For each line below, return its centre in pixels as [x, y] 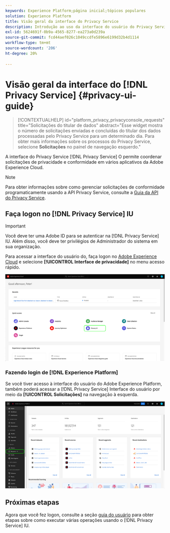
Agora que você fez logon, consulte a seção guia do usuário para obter [79, 515]
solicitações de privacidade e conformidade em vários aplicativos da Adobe [84, 162]
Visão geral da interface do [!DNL [76, 84]
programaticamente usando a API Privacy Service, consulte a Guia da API [82, 193]
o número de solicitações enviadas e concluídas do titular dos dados [89, 131]
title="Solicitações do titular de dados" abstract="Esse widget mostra [90, 125]
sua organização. [23, 247]
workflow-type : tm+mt [28, 43]
